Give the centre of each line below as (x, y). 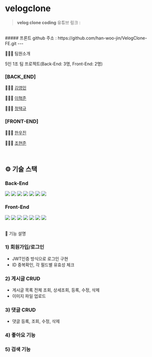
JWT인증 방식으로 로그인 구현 (40, 258)
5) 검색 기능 (18, 349)
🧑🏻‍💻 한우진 (16, 133)
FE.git (11, 43)
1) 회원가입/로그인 (25, 247)
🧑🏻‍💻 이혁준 (16, 98)
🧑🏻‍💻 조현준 (16, 143)
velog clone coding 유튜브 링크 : (49, 22)
